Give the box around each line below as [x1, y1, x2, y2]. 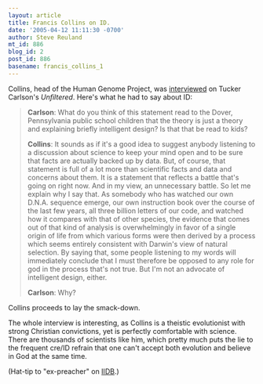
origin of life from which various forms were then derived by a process [27, 230, 256, 240]
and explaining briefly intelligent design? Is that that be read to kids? [27, 124, 248, 133]
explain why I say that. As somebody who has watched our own [27, 189, 234, 198]
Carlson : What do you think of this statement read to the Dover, [27, 107, 233, 117]
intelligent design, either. [27, 272, 108, 282]
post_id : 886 [8, 56, 51, 63]
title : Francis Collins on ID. [8, 19, 111, 27]
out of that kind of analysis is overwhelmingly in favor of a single [27, 223, 236, 232]
